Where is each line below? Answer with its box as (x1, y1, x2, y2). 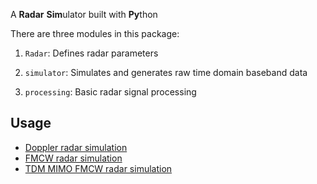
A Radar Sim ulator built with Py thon (10, 9, 158, 20)
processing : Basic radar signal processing (24, 86, 197, 98)
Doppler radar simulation (24, 141, 128, 153)
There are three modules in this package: (10, 28, 180, 39)
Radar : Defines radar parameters (24, 47, 159, 59)
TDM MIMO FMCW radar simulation (24, 162, 173, 174)
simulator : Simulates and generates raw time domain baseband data (24, 67, 308, 78)
